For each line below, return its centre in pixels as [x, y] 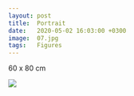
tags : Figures [35, 46]
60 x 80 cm [27, 68]
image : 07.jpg [33, 38]
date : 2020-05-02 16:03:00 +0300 [67, 30]
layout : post [30, 16]
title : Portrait [37, 23]
